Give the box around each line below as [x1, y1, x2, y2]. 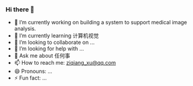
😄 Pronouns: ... [14, 68, 53, 75]
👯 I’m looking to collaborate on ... [14, 39, 95, 46]
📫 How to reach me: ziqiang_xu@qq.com [14, 59, 116, 66]
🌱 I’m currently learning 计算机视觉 [14, 32, 99, 39]
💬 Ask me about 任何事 [14, 52, 71, 59]
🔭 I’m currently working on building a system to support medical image [14, 19, 188, 26]
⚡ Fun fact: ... [14, 74, 47, 82]
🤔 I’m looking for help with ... [14, 45, 84, 52]
